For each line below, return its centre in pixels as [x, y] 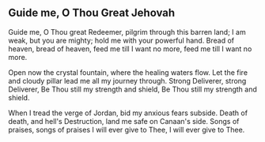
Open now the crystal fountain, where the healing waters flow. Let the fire [128, 72]
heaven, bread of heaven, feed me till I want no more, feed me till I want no [130, 49]
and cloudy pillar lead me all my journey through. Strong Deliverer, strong [127, 80]
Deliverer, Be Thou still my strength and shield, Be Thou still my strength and [132, 89]
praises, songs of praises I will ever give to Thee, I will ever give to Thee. [127, 129]
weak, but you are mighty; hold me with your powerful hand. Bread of [121, 40]
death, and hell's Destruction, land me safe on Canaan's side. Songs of [124, 121]
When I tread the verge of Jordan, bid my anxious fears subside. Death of [128, 113]
